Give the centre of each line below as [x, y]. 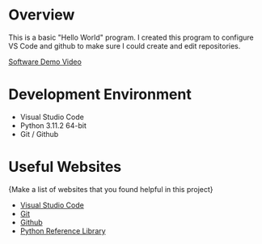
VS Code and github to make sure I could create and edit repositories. [125, 45]
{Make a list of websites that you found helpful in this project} [111, 189]
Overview [42, 15]
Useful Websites [65, 167]
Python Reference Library [63, 231]
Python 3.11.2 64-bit [53, 125]
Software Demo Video [45, 62]
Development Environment [100, 94]
